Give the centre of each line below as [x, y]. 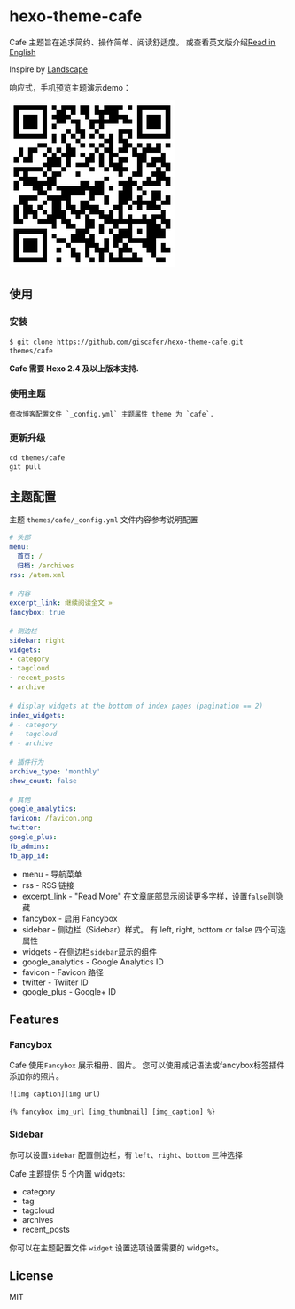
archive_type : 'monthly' [55, 771]
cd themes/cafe [37, 458]
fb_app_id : [29, 856]
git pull [25, 467]
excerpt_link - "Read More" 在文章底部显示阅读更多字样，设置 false [144, 896]
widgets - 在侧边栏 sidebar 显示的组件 [89, 951]
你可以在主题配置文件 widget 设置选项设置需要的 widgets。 [116, 1247]
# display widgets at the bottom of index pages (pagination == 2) [136, 706]
